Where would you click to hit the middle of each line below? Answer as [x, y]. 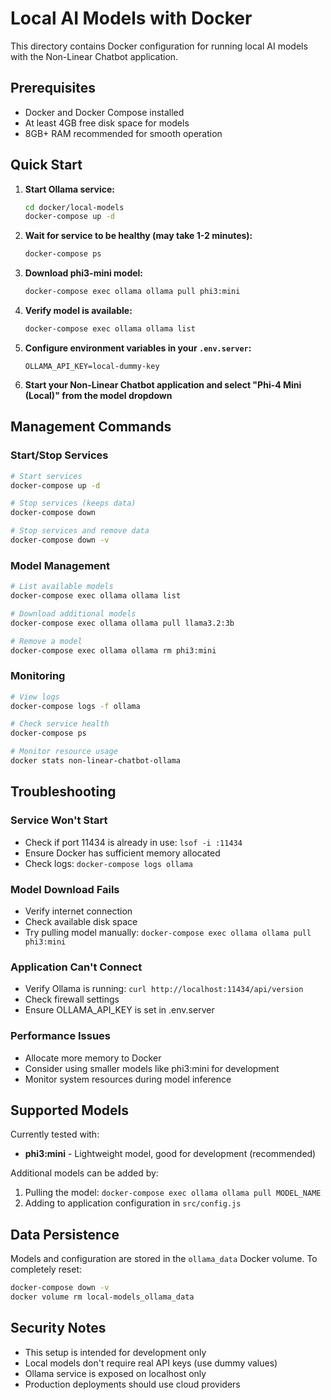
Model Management [60, 565]
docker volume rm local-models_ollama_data [102, 1297]
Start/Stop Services [59, 455]
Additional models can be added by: [84, 1173]
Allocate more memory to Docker [93, 1058]
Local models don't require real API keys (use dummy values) [151, 1363]
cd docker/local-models [74, 207]
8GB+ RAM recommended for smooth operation [123, 133]
